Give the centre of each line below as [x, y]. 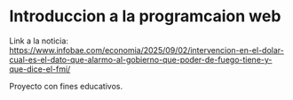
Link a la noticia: [39, 41]
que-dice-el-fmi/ [40, 69]
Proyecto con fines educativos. [66, 86]
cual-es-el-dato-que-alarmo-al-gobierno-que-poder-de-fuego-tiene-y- [141, 59]
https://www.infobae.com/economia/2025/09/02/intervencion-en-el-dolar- [146, 50]
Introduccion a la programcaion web [145, 16]
